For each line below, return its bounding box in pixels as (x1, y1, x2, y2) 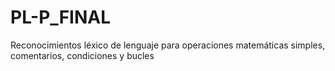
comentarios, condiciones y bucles (10, 49, 155, 61)
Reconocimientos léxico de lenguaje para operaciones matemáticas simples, (10, 39, 326, 51)
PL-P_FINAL (10, 6, 112, 29)
